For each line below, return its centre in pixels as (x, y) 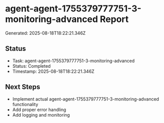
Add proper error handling (39, 110)
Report (114, 19)
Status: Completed (31, 66)
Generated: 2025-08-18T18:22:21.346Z (45, 33)
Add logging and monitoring (41, 115)
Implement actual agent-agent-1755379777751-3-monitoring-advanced (86, 99)
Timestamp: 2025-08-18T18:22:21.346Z (53, 71)
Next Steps (23, 87)
